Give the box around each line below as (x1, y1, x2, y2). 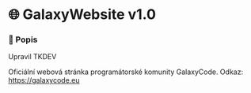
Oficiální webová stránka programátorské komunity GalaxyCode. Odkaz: (8, 67, 244, 76)
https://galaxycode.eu (8, 76, 81, 85)
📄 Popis (8, 34, 38, 45)
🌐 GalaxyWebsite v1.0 (8, 6, 157, 24)
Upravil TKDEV (8, 52, 57, 61)
